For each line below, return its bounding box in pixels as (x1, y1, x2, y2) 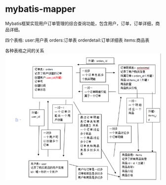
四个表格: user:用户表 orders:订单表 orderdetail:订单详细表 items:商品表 (5, 37, 150, 43)
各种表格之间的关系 (5, 47, 44, 53)
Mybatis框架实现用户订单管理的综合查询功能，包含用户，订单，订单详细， (5, 20, 156, 26)
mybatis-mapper (5, 3, 76, 15)
